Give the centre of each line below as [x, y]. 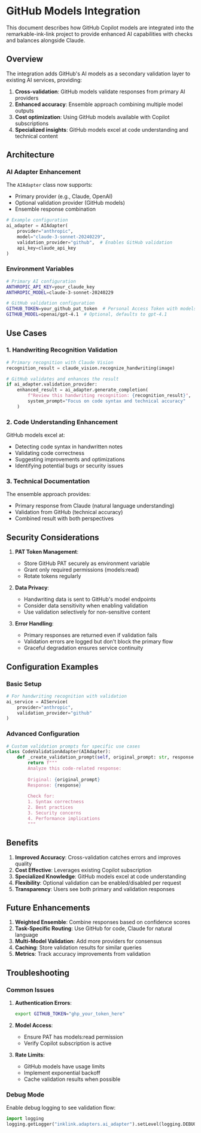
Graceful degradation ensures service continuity [83, 648]
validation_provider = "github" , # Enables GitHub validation [95, 242]
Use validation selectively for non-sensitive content [87, 612]
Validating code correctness [50, 453]
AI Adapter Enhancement [43, 172]
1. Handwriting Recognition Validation [62, 350]
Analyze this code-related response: [74, 769]
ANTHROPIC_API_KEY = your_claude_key [51, 287]
